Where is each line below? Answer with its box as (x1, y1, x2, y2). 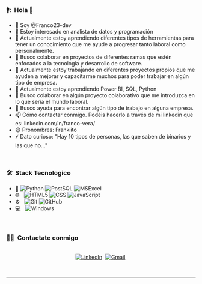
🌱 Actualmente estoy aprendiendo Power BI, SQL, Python (14, 85, 157, 92)
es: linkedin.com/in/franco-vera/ (14, 120, 95, 127)
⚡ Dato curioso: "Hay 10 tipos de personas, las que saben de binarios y (14, 133, 191, 140)
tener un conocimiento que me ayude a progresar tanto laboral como (14, 41, 186, 48)
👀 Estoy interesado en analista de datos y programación (14, 28, 153, 35)
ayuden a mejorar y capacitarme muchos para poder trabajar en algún (14, 73, 189, 80)
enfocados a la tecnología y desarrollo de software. (14, 60, 142, 67)
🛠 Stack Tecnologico (6, 169, 71, 177)
